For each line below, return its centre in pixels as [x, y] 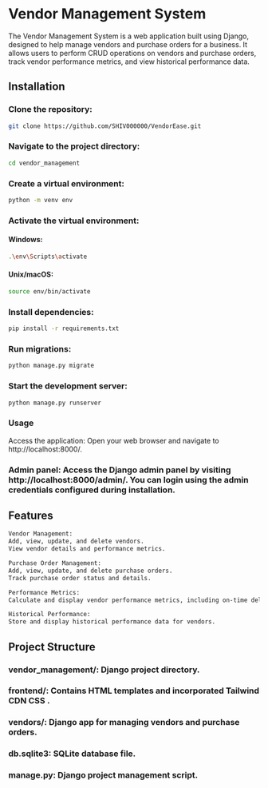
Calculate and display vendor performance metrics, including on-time [128, 600]
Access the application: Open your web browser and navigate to [114, 440]
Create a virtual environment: [67, 183]
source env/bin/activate [49, 292]
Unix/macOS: [31, 275]
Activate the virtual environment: [74, 221]
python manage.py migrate [51, 366]
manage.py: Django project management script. [103, 775]
